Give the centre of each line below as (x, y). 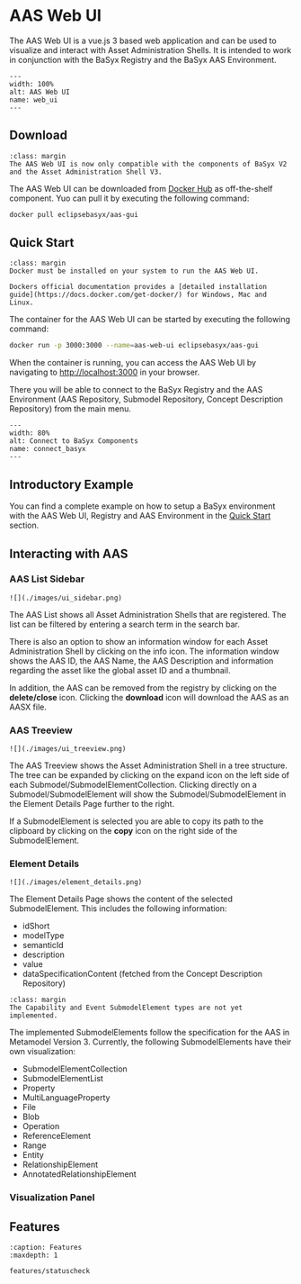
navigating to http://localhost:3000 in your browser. (105, 372)
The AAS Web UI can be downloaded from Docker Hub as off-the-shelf (141, 188)
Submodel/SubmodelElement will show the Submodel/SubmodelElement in (148, 794)
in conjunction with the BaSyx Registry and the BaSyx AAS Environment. (143, 59)
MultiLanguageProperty (66, 1098)
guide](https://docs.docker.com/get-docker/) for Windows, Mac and (138, 295)
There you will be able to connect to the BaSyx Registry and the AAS (136, 390)
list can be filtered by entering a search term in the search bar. (125, 624)
